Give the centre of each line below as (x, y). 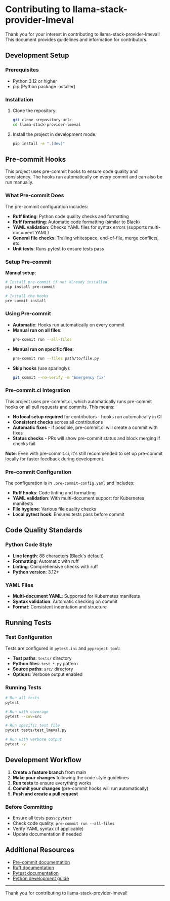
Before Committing (29, 807)
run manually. (19, 182)
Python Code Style (29, 545)
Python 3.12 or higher (35, 81)
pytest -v (16, 744)
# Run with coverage (27, 712)
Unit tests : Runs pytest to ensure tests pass (58, 248)
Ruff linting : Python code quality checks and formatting (71, 216)
